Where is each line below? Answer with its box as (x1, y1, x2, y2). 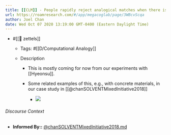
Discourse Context (5, 108, 44, 114)
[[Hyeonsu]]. (27, 71, 55, 77)
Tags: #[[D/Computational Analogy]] (20, 45, 97, 51)
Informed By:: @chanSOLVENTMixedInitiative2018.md (12, 124, 127, 130)
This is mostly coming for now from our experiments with (27, 65, 148, 71)
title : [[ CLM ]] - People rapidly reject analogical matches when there (5, 7, 160, 13)
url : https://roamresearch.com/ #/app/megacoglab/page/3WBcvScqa (5, 12, 145, 17)
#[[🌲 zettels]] (12, 36, 41, 42)
